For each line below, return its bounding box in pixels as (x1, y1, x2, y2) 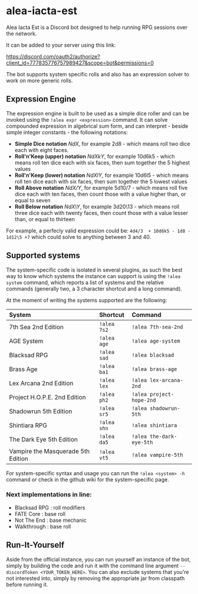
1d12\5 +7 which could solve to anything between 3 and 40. (6, 233, 151, 240)
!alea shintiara (131, 422, 177, 428)
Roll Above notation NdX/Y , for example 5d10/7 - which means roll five (14, 184, 188, 191)
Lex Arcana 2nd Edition (9, 379, 74, 387)
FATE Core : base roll (14, 510, 66, 517)
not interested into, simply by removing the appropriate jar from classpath (6, 574, 185, 582)
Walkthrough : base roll (14, 522, 71, 530)
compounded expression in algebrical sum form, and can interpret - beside (6, 122, 189, 130)
